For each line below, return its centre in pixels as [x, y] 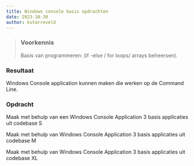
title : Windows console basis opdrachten [57, 11]
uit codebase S [24, 123]
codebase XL [22, 158]
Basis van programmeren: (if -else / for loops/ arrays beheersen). [99, 55]
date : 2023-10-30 [27, 17]
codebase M [21, 141]
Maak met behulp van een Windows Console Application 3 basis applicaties [97, 117]
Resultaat [20, 70]
